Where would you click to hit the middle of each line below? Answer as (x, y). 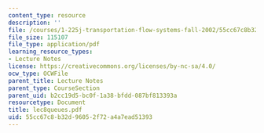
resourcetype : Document (47, 102)
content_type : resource (47, 15)
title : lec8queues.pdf (45, 110)
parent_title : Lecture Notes (56, 81)
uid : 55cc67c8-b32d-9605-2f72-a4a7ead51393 (81, 117)
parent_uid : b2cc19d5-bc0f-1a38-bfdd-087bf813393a (93, 95)
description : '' (35, 23)
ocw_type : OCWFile (38, 74)
